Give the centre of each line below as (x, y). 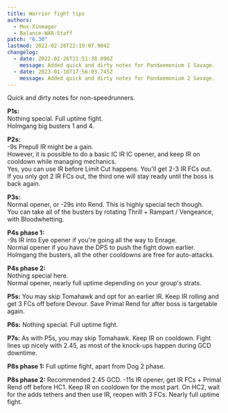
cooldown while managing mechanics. (62, 162)
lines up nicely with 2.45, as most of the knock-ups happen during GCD (109, 346)
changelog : (23, 53)
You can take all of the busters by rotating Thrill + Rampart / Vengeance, (110, 212)
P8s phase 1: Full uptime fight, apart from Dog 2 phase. (86, 366)
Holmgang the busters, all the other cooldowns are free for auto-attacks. (111, 255)
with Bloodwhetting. (36, 219)
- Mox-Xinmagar (35, 26)
